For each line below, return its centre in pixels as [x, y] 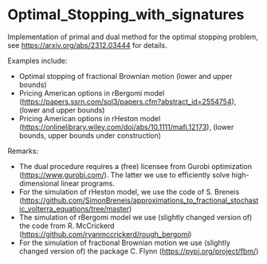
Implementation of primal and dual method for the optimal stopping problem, [133, 37]
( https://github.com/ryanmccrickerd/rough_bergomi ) [105, 234]
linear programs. [88, 183]
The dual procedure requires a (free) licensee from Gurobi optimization [135, 166]
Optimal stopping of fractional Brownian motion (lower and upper [126, 76]
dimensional [39, 183]
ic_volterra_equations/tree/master [74, 208]
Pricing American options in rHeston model [90, 118]
